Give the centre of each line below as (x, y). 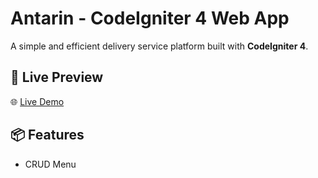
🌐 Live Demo (37, 101)
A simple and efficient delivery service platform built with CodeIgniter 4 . (159, 46)
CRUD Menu (50, 164)
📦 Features (47, 135)
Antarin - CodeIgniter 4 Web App (150, 18)
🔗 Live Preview (57, 77)
